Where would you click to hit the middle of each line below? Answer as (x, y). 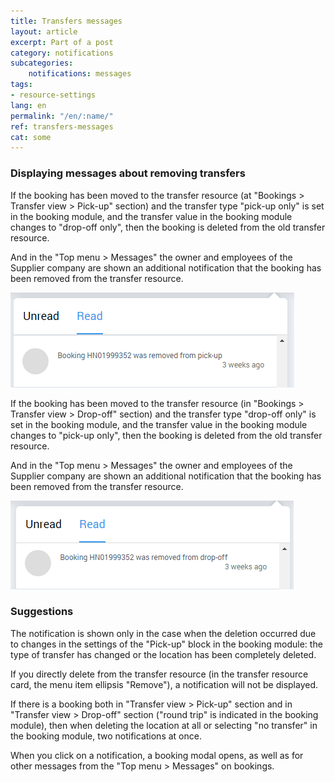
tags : (21, 85)
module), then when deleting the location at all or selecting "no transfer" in (164, 725)
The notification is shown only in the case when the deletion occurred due (163, 633)
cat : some (31, 137)
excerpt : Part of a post (62, 42)
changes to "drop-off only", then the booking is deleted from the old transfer (168, 227)
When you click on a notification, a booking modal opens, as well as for (157, 755)
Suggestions (42, 612)
